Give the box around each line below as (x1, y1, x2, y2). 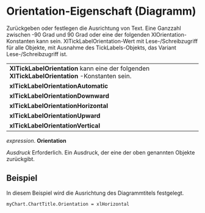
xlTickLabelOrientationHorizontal (9, 101, 109, 110)
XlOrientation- (151, 31, 187, 38)
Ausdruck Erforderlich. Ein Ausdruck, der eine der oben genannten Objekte (6, 148, 195, 156)
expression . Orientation (6, 137, 67, 144)
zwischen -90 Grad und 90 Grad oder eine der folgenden (6, 31, 150, 38)
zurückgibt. (6, 155, 35, 162)
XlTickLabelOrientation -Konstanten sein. (9, 71, 132, 80)
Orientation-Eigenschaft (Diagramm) (6, 4, 196, 18)
